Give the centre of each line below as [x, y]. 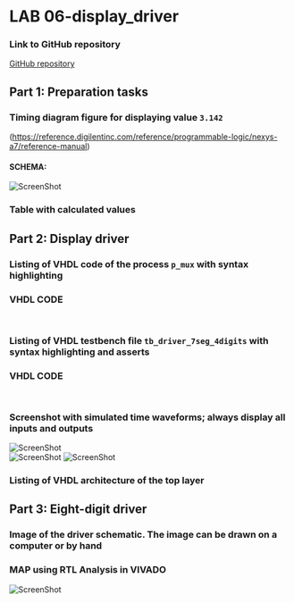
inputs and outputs [51, 428]
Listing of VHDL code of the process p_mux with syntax [129, 264]
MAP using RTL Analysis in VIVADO [88, 570]
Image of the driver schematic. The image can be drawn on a [143, 535]
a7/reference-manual [48, 147]
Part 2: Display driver [69, 239]
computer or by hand [56, 546]
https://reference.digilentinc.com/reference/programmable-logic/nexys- [145, 137]
